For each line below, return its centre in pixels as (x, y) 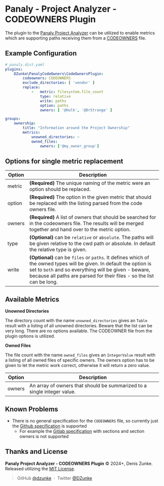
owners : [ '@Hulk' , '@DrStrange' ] (76, 110)
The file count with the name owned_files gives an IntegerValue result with (80, 355)
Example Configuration (41, 53)
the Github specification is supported (49, 426)
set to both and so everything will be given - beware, (90, 270)
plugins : (14, 69)
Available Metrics (32, 299)
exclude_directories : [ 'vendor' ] (59, 83)
